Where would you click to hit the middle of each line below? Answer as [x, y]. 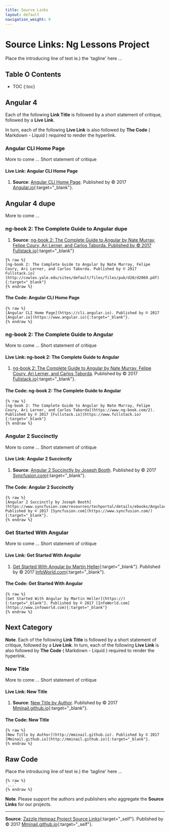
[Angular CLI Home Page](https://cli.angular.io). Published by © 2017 [82, 313]
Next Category [29, 628]
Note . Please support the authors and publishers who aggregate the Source [84, 799]
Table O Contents [33, 74]
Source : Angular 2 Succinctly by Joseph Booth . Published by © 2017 [84, 470]
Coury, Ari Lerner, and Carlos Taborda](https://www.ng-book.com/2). [80, 410]
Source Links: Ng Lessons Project [77, 44]
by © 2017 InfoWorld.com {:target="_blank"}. [59, 572]
